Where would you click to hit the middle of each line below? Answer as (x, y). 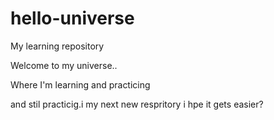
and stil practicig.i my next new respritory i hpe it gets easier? (137, 104)
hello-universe (72, 18)
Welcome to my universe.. (64, 65)
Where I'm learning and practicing (80, 84)
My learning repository (57, 46)
